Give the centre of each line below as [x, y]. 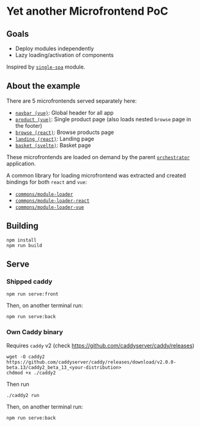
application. [21, 163]
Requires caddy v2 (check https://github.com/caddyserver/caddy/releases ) [100, 345]
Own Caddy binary [35, 332]
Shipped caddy [29, 281]
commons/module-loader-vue [50, 207]
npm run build [24, 245]
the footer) [29, 125]
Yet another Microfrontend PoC [87, 11]
